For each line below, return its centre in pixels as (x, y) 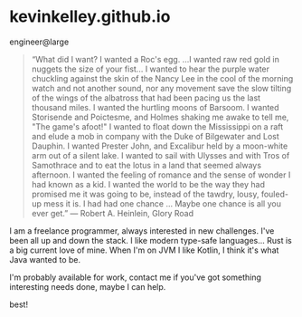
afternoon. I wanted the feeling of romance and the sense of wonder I (161, 175)
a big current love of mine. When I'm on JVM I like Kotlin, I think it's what (144, 250)
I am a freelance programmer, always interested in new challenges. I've (142, 231)
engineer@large (39, 42)
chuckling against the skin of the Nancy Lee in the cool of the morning (162, 78)
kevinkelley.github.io (90, 17)
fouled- (275, 194)
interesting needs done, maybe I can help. (88, 286)
